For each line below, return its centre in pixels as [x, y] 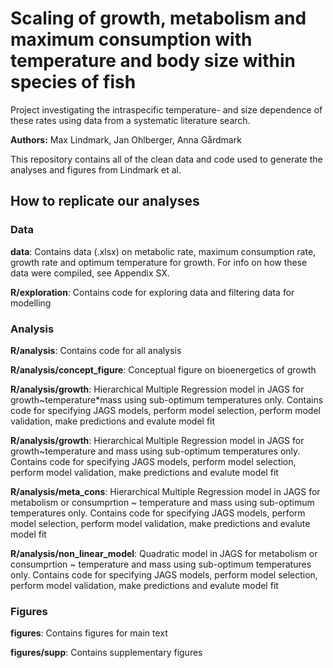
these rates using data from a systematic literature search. [130, 120]
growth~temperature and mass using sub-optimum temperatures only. [155, 451]
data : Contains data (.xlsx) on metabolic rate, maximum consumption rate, [163, 251]
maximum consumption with [131, 39]
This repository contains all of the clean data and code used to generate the [166, 159]
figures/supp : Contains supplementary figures [106, 653]
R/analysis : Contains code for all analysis [96, 350]
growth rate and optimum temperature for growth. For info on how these [159, 262]
